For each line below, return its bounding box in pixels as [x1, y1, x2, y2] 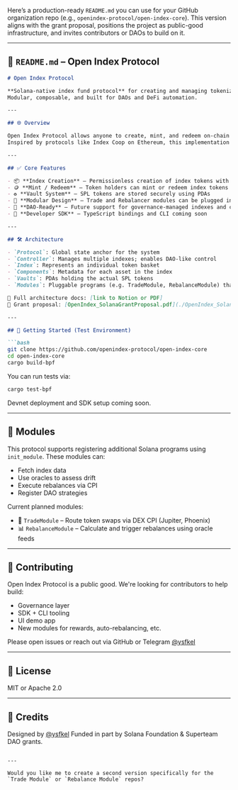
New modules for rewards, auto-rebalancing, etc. [17, 624, 161, 633]
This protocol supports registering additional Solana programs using [7, 445, 206, 453]
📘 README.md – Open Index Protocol [7, 56, 160, 68]
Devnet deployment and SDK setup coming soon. [7, 399, 152, 407]
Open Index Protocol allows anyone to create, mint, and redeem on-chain [7, 133, 230, 140]
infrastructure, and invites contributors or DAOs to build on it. [7, 28, 186, 37]
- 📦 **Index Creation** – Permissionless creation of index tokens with [7, 177, 229, 184]
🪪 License [7, 664, 52, 677]
